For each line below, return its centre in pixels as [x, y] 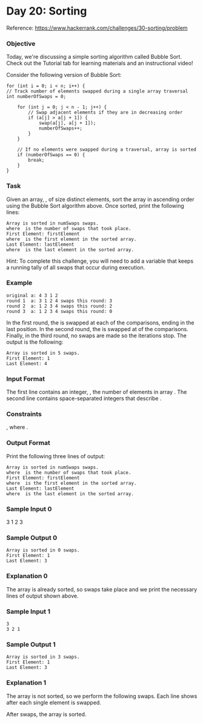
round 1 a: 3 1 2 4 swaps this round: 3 [59, 301]
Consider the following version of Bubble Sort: [64, 75]
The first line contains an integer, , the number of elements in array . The [97, 392]
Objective [21, 44]
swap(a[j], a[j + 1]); [67, 123]
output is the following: [35, 342]
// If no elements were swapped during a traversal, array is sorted [107, 150]
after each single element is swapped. [54, 702]
